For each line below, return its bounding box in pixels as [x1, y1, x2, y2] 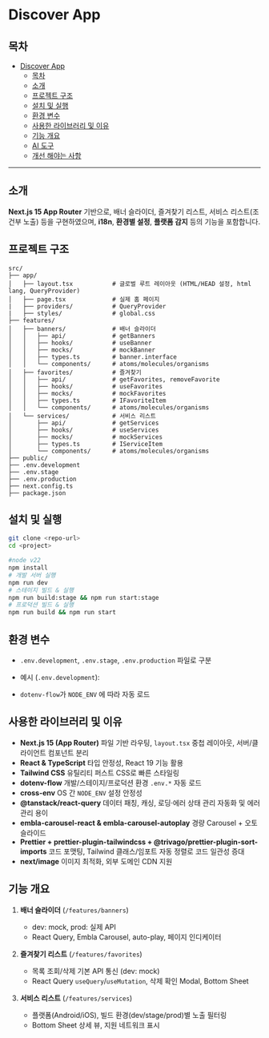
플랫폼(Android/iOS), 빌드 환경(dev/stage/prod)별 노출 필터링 [31, 1010, 227, 1020]
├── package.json [8, 489, 66, 497]
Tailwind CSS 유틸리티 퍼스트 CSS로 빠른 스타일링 [19, 767, 180, 778]
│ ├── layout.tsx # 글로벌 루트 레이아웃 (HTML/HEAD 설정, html [8, 280, 252, 288]
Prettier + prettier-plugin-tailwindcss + [19, 837, 153, 847]
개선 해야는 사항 [31, 151, 82, 160]
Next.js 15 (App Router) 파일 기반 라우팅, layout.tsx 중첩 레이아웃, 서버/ [19, 738, 252, 747]
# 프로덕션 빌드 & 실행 [8, 601, 74, 610]
